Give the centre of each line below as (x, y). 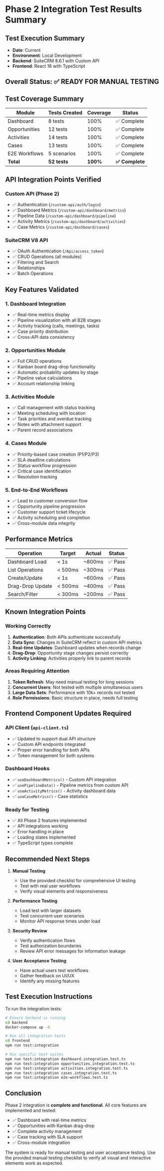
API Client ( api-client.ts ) (37, 728)
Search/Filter (23, 594)
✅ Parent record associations (42, 430)
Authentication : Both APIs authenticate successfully (67, 637)
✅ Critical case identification (42, 471)
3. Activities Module (30, 397)
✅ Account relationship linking (43, 384)
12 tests (58, 129)
